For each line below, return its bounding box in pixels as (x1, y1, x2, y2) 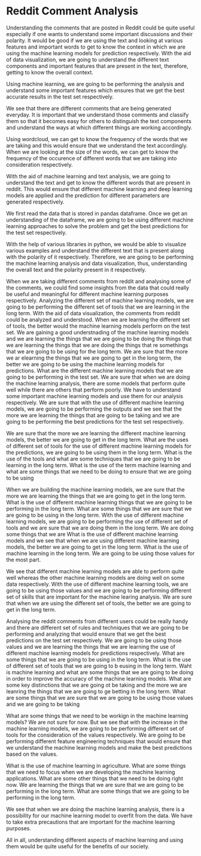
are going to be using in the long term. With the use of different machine (6, 511, 184, 519)
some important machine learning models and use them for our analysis (6, 392, 184, 400)
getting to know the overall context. (6, 68, 94, 76)
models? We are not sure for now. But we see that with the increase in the (6, 719, 188, 726)
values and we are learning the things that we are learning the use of (6, 643, 175, 650)
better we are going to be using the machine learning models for (6, 360, 165, 367)
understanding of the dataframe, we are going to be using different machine (6, 216, 194, 223)
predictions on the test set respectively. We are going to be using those (6, 636, 182, 644)
